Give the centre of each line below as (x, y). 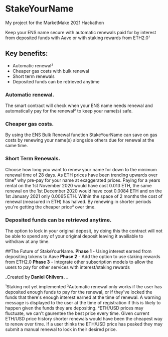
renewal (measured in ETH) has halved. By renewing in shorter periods (78, 201)
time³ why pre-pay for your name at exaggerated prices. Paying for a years (83, 180)
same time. (17, 146)
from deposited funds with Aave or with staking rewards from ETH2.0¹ (77, 38)
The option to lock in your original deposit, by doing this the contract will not (84, 231)
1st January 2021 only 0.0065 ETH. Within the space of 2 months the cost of (84, 196)
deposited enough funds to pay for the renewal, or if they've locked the (79, 292)
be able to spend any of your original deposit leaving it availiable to (74, 236)
